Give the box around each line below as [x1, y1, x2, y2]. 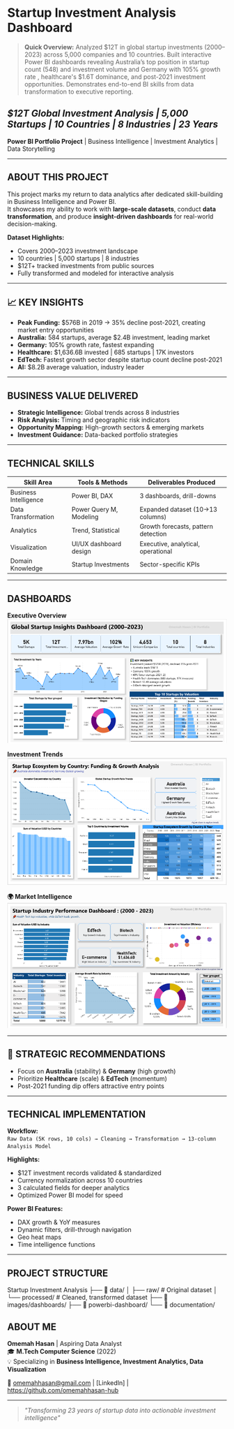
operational [139, 547, 173, 555]
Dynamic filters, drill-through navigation [17, 1226, 132, 1234]
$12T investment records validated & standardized [17, 1168, 162, 1178]
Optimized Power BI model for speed [17, 1191, 123, 1199]
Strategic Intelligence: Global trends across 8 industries [17, 409, 180, 417]
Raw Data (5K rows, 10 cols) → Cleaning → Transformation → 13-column [7, 1136, 217, 1143]
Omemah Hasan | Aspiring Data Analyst [7, 1340, 122, 1348]
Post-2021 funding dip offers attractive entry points [17, 1081, 165, 1090]
